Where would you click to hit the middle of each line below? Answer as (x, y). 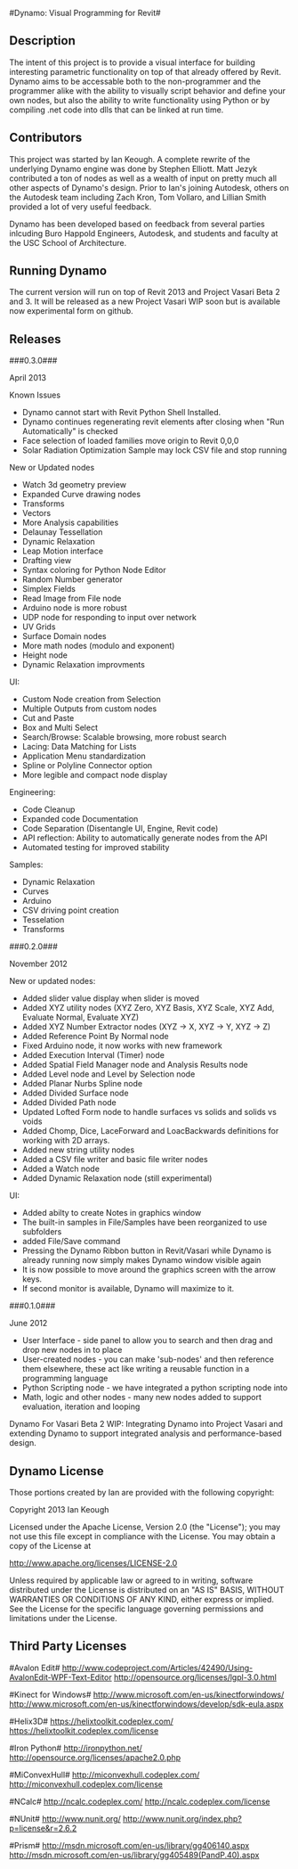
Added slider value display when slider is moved (111, 998)
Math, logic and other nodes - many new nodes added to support (142, 1398)
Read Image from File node (72, 598)
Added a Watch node (61, 1169)
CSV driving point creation (71, 910)
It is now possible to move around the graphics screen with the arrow (149, 1270)
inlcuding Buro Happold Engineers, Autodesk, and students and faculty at (144, 233)
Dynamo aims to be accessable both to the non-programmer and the (135, 81)
